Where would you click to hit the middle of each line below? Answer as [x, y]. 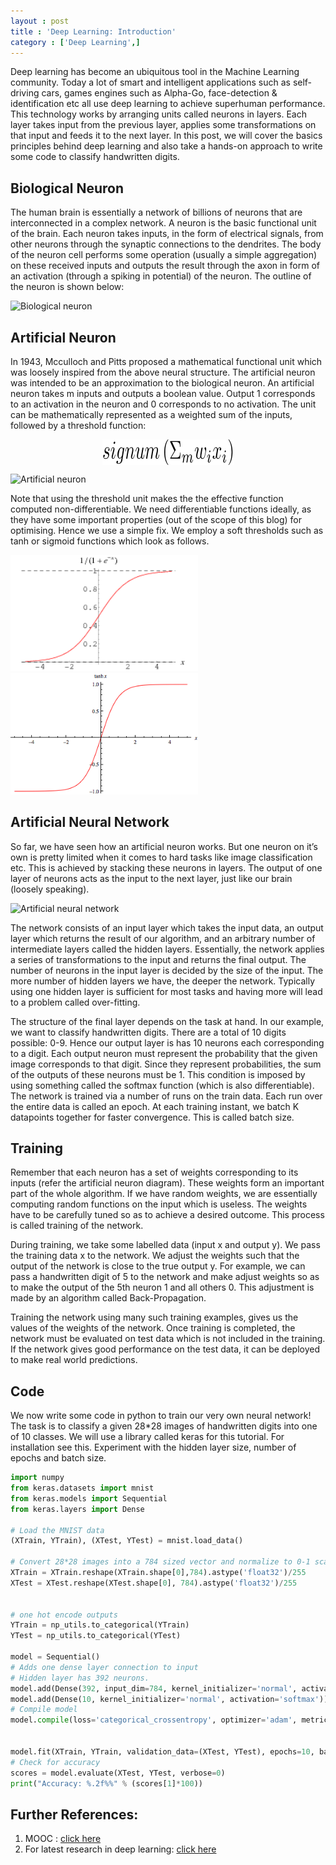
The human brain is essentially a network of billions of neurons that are [156, 212]
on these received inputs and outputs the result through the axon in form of [165, 266]
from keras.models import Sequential [89, 1498]
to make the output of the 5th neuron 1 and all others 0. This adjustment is [162, 1287]
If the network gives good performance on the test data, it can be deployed [165, 1349]
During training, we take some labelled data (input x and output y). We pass [165, 1245]
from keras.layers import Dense [77, 1509]
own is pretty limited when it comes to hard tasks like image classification [161, 857]
